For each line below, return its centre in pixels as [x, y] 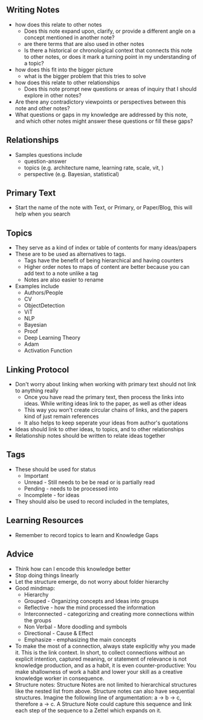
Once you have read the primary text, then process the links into [104, 397]
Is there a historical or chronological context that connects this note [108, 50]
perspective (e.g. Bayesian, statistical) [72, 174]
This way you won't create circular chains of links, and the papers [106, 410]
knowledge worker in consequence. [60, 678]
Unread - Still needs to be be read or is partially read [89, 482]
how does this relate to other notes [58, 24]
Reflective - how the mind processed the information [90, 607]
